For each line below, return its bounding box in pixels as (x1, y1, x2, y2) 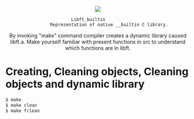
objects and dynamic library (5, 77, 145, 91)
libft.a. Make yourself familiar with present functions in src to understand (10, 38, 186, 45)
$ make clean (5, 102, 38, 108)
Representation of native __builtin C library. (50, 22, 168, 28)
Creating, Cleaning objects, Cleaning (5, 65, 189, 79)
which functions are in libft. (64, 45, 131, 52)
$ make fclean (5, 108, 40, 114)
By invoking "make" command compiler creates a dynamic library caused (9, 32, 187, 39)
